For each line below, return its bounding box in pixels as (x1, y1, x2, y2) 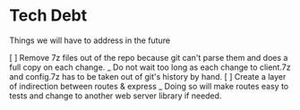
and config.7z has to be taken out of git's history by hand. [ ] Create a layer (9, 71, 287, 81)
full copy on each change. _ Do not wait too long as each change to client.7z (9, 62, 291, 72)
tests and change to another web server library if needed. (9, 90, 222, 101)
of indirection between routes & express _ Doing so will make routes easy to (9, 80, 289, 91)
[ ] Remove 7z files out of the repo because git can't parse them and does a (9, 52, 288, 63)
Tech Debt (9, 5, 88, 26)
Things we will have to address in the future (9, 35, 171, 46)
